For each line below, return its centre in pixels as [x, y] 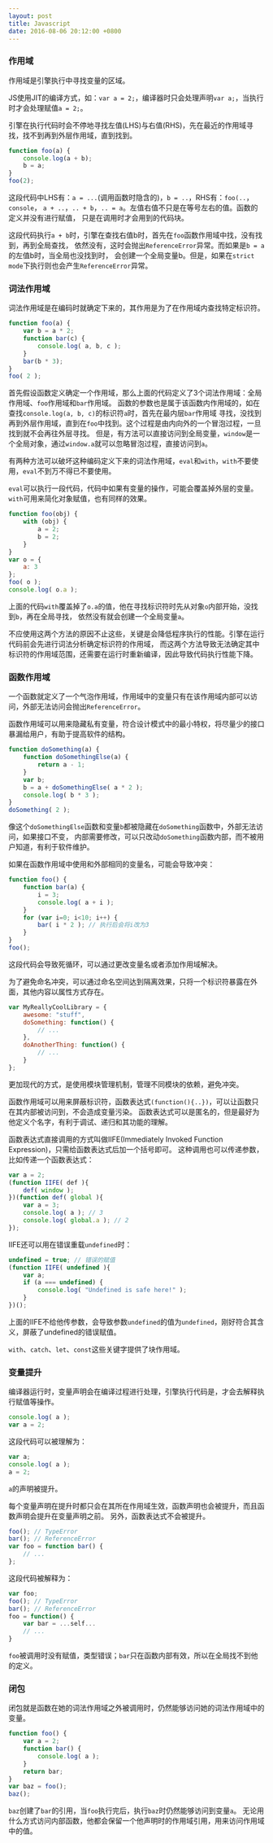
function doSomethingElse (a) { [76, 758]
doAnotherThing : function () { [74, 1045]
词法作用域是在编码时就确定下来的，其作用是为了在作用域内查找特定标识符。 [136, 308]
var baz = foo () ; [38, 1787]
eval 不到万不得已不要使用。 [69, 471]
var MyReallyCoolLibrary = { [58, 1007]
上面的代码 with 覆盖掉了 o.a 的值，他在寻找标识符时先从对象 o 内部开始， [126, 606]
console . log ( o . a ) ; [43, 590]
